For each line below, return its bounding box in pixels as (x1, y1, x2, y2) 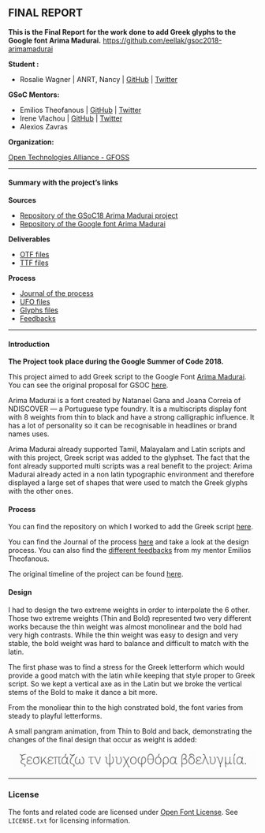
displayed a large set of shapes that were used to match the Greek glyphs (8, 478, 248, 487)
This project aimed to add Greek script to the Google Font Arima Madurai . (8, 372, 247, 382)
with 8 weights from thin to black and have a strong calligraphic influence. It (8, 413, 255, 422)
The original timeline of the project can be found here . (8, 570, 184, 579)
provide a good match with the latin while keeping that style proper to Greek (8, 671, 256, 680)
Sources (8, 196, 37, 205)
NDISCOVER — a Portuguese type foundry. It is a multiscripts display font (8, 404, 247, 413)
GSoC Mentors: (8, 90, 60, 99)
